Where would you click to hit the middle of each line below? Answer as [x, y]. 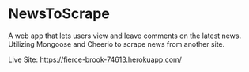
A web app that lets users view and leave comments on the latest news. [125, 36]
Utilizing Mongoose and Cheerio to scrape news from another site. [117, 44]
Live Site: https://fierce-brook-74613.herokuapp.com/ [95, 59]
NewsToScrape [59, 14]
